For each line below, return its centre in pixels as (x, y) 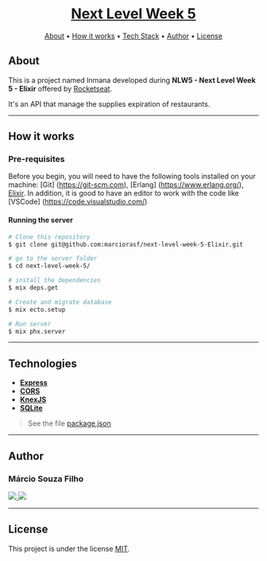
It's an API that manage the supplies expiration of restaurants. (109, 103)
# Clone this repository (49, 237)
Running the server (41, 220)
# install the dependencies (55, 280)
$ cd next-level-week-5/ (49, 266)
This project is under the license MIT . (69, 548)
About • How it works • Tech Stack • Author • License (133, 36)
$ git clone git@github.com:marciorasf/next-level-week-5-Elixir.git (126, 244)
